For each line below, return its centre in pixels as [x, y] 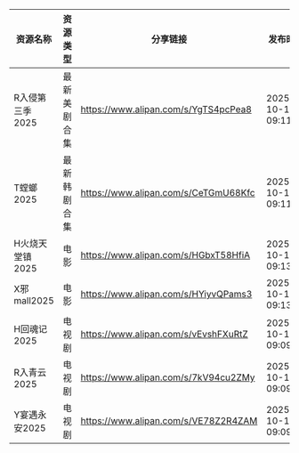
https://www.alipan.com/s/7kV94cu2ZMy [168, 377]
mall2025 [34, 300]
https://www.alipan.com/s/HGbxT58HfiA [166, 255]
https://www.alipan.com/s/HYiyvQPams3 [166, 294]
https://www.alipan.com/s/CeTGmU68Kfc [168, 193]
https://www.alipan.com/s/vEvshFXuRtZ [164, 334]
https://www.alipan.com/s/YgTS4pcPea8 [166, 109]
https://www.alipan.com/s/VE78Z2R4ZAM [169, 421]
